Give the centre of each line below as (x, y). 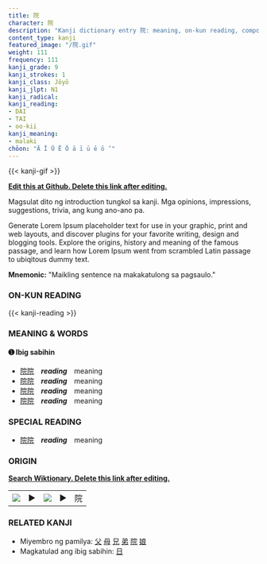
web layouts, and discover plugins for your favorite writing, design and (124, 234)
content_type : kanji (43, 38)
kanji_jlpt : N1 (33, 89)
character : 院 (31, 23)
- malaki (23, 141)
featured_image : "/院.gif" (52, 45)
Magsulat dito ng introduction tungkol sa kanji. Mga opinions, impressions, (130, 202)
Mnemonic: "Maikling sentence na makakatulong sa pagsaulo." (112, 275)
